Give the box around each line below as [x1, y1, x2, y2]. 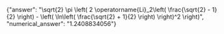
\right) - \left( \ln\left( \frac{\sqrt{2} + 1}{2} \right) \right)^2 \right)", [16, 13, 204, 21]
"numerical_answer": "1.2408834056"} [6, 20, 117, 27]
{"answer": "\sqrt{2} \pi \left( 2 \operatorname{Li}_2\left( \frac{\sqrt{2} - [6, 6, 211, 13]
